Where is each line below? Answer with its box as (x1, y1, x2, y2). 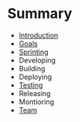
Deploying (18, 72, 53, 81)
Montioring (18, 97, 55, 106)
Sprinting (18, 47, 49, 56)
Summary (7, 5, 72, 23)
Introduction (18, 30, 59, 40)
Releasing (18, 88, 51, 98)
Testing (18, 80, 44, 90)
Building (18, 63, 45, 73)
